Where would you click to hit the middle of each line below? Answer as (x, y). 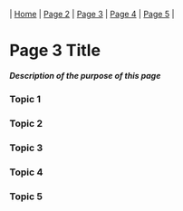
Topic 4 (26, 172)
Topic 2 (26, 123)
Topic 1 (25, 99)
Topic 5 (26, 197)
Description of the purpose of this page (85, 75)
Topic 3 (26, 148)
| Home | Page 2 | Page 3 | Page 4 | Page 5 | (92, 14)
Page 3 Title (55, 51)
